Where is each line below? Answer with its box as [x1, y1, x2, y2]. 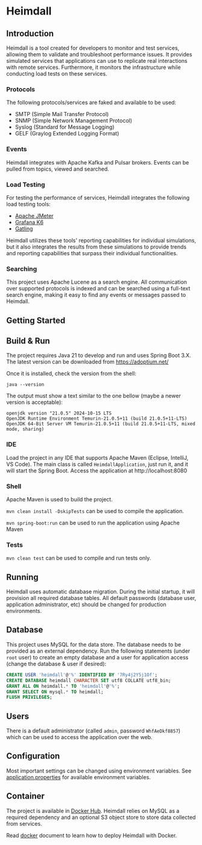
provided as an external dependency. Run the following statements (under [6, 647, 191, 654]
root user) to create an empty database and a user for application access [6, 653, 189, 661]
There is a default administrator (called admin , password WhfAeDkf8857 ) [6, 727, 181, 734]
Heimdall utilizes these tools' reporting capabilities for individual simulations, [6, 237, 197, 244]
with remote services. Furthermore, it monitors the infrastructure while [6, 64, 181, 71]
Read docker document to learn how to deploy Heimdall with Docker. [6, 832, 177, 839]
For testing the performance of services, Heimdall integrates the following [6, 194, 190, 201]
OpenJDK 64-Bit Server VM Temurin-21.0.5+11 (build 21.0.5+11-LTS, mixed [6, 421, 196, 427]
